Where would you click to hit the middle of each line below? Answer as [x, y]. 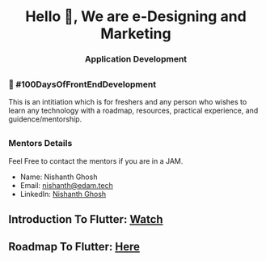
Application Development [136, 59]
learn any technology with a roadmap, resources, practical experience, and [133, 110]
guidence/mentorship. [45, 119]
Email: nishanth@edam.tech [66, 185]
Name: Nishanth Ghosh [59, 177]
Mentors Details [40, 143]
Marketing [136, 34]
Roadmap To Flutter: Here [74, 247]
